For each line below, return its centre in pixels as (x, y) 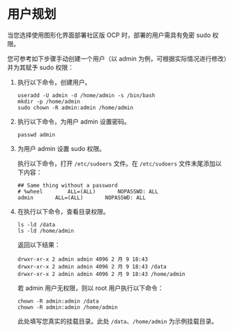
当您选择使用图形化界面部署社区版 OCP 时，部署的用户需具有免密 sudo (109, 35)
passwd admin (36, 135)
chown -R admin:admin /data (58, 301)
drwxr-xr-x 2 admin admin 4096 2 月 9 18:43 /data (92, 266)
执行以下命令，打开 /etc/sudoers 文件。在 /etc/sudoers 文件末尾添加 (116, 163)
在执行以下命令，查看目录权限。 (63, 211)
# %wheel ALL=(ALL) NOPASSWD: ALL (88, 192)
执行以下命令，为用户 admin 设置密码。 (74, 121)
